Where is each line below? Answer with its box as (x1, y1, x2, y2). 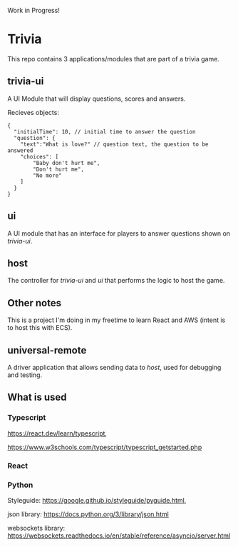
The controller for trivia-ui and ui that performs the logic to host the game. (7, 276, 225, 285)
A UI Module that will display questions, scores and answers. (7, 94, 186, 103)
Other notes (7, 296, 62, 309)
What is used (7, 391, 67, 403)
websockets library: (7, 523, 66, 532)
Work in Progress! (7, 6, 61, 14)
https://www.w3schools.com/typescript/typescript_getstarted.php (7, 443, 202, 451)
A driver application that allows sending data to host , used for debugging (7, 363, 222, 371)
